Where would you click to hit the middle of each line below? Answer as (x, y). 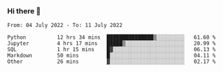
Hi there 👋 (24, 11)
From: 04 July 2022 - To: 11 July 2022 (65, 26)
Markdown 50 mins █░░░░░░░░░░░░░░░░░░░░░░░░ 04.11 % (111, 56)
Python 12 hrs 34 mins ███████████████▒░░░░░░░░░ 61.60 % (111, 37)
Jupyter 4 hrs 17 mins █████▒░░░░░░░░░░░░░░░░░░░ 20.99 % (111, 44)
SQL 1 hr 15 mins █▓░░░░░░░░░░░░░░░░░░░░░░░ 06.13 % (111, 50)
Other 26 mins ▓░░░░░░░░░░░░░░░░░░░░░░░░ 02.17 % (111, 62)
